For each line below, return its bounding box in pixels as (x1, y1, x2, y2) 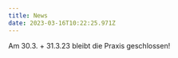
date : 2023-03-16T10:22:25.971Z (8, 19, 116, 27)
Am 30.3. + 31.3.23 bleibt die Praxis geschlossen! (8, 41, 171, 50)
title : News (8, 11, 48, 20)
